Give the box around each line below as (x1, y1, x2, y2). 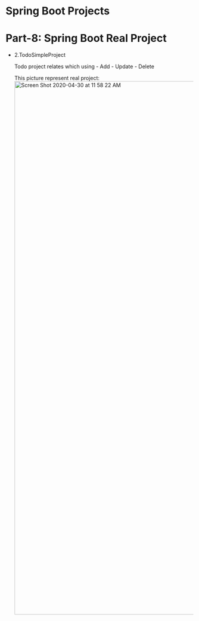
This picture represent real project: (14, 75, 99, 82)
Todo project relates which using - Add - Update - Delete (14, 63, 154, 70)
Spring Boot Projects (5, 4, 110, 18)
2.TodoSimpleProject (14, 51, 66, 59)
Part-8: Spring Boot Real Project (5, 32, 167, 45)
